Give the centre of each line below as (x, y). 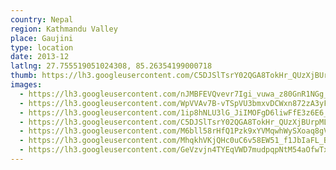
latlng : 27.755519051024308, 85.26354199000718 (111, 66)
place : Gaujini (42, 38)
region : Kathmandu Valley (64, 29)
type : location (42, 47)
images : (26, 85)
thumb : (24, 76)
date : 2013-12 (40, 57)
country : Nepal (42, 19)
